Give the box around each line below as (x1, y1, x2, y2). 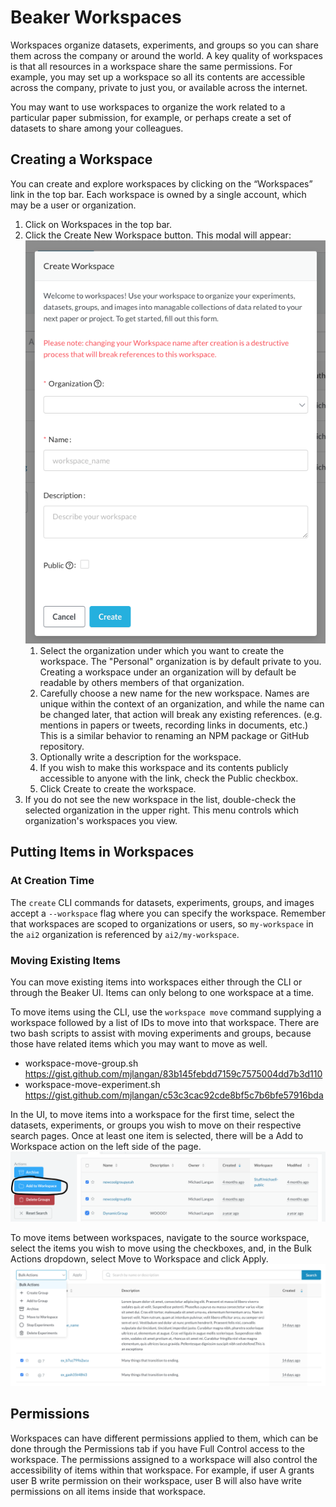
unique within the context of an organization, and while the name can (39, 697, 325, 710)
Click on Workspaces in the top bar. (24, 218, 173, 230)
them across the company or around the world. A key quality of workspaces (10, 49, 323, 61)
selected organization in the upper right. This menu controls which (24, 804, 300, 816)
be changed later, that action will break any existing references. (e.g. (39, 708, 323, 720)
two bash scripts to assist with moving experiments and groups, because (10, 1027, 312, 1039)
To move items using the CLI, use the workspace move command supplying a (10, 1006, 322, 1018)
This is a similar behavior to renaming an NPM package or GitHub (39, 729, 310, 741)
